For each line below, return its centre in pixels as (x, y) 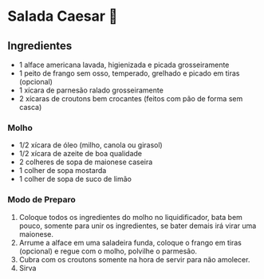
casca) (30, 107)
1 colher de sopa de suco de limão (75, 179)
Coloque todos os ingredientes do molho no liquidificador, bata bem (130, 217)
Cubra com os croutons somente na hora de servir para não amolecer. (134, 259)
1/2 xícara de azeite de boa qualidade (81, 154)
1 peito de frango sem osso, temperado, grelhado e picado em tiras (129, 73)
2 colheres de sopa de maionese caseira (86, 162)
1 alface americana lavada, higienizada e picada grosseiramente (124, 65)
